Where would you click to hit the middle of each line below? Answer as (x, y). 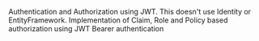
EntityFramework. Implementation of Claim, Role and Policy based (118, 20)
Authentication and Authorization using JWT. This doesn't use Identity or (130, 12)
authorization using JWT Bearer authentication (86, 29)
